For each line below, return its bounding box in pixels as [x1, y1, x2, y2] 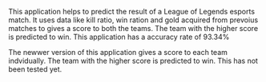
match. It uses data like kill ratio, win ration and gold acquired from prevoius [8, 15, 259, 25]
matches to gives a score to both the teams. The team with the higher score [8, 24, 259, 33]
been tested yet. [8, 64, 62, 74]
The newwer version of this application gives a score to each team [8, 48, 228, 57]
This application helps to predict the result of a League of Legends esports [8, 7, 255, 16]
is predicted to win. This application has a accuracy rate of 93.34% [8, 32, 230, 41]
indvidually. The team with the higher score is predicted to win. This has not [8, 56, 259, 65]
